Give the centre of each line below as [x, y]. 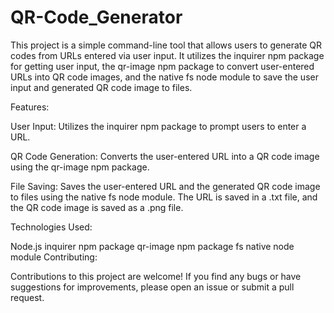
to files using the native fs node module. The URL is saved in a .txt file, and [164, 197]
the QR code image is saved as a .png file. [97, 207]
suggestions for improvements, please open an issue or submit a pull [152, 287]
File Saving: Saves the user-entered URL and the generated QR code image [165, 186]
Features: [30, 107]
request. [27, 297]
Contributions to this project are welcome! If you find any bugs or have [156, 276]
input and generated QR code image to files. [101, 87]
